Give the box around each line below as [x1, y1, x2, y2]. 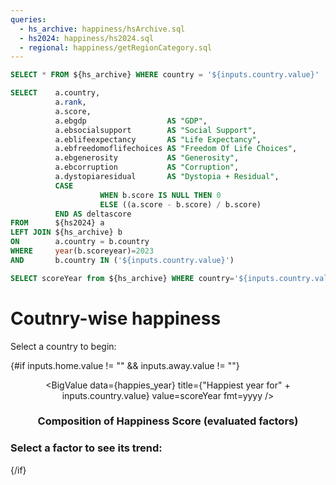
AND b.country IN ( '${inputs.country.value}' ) [10, 255, 235, 265]
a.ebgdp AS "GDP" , [54, 116, 208, 126]
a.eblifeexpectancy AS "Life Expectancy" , [54, 134, 262, 145]
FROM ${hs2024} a [10, 218, 105, 228]
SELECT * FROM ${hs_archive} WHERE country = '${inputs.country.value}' [10, 70, 320, 80]
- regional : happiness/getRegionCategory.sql [19, 42, 213, 53]
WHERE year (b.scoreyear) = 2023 [10, 246, 155, 256]
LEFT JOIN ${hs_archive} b [10, 227, 123, 238]
